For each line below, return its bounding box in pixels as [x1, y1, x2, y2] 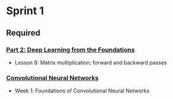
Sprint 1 [6, 4, 44, 18]
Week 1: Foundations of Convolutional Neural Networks [14, 87, 150, 94]
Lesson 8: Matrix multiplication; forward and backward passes [14, 59, 167, 66]
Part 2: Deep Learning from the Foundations [6, 46, 135, 54]
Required [6, 28, 40, 38]
